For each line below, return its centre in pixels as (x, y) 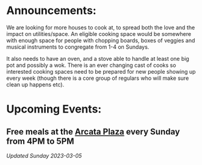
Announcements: (51, 11)
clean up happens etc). (35, 84)
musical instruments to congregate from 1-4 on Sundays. (78, 47)
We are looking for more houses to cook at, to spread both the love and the (101, 27)
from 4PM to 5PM (40, 141)
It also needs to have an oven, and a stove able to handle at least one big (98, 58)
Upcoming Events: (54, 109)
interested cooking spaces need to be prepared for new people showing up (101, 71)
